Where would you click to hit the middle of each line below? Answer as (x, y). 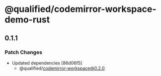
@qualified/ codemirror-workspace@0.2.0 (62, 68)
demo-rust (27, 20)
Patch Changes (24, 52)
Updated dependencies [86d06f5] (47, 63)
